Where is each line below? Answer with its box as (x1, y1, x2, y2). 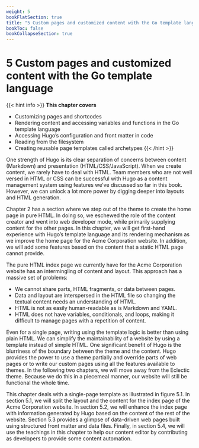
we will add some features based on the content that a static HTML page (6, 243, 184, 250)
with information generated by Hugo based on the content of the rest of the (6, 410, 191, 417)
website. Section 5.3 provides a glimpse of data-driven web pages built (6, 416, 180, 423)
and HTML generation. (6, 194, 61, 201)
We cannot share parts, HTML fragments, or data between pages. (14, 286, 176, 293)
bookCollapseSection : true (6, 31, 73, 37)
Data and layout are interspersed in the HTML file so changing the (14, 292, 176, 299)
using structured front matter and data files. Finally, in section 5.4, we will (6, 422, 185, 430)
